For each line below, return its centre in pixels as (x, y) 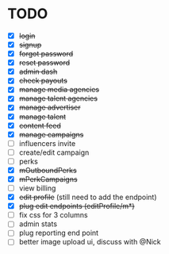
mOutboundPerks (48, 170)
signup (30, 45)
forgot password (46, 54)
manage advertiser (50, 107)
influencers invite (47, 143)
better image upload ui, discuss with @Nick (90, 242)
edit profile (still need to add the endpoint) (88, 197)
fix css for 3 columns (53, 215)
